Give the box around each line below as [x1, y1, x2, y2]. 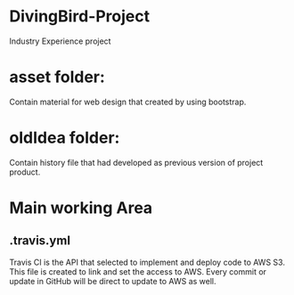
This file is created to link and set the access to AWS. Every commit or [9, 266, 267, 277]
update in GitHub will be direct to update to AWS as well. [9, 275, 216, 286]
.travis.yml [9, 234, 71, 249]
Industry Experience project [9, 36, 111, 46]
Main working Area [9, 198, 153, 217]
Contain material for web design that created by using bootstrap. [9, 96, 247, 107]
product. [9, 167, 41, 177]
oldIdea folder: [9, 127, 120, 148]
